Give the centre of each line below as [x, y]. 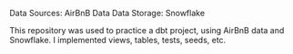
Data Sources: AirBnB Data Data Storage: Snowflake [107, 13]
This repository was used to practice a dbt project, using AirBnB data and [147, 30]
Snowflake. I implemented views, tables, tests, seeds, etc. [118, 40]
